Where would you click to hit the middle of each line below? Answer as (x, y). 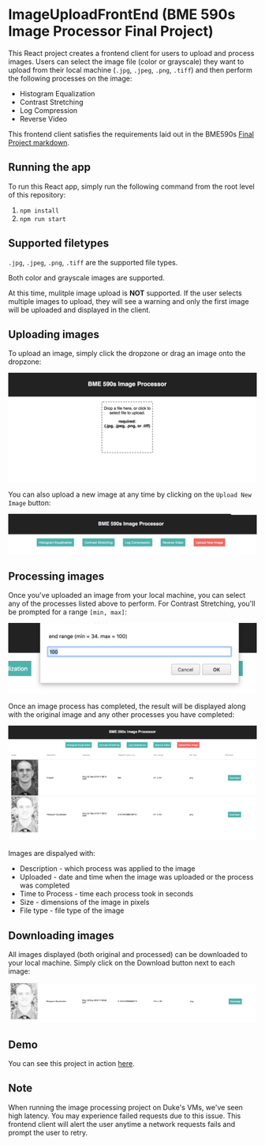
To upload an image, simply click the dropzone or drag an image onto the (127, 354)
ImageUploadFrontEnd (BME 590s (122, 15)
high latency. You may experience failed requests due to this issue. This (125, 1116)
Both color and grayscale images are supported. (87, 277)
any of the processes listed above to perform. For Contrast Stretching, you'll (132, 604)
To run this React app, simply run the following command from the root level (131, 186)
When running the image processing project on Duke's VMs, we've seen (125, 1107)
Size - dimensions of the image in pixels (84, 903)
